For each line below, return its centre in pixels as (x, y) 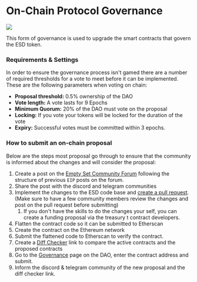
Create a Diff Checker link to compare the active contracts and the (95, 242)
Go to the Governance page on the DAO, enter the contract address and (102, 255)
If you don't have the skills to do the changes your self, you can (100, 211)
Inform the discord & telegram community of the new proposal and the (100, 267)
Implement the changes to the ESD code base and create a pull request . (102, 192)
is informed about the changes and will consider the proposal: (81, 162)
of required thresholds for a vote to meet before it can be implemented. (92, 79)
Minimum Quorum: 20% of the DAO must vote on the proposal (91, 109)
